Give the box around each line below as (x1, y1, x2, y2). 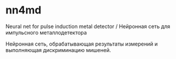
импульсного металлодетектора (5, 29, 87, 36)
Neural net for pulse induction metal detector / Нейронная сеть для (5, 23, 171, 30)
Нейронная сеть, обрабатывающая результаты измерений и (5, 40, 158, 47)
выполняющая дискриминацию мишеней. (5, 46, 111, 53)
